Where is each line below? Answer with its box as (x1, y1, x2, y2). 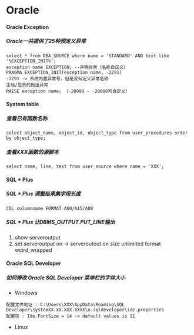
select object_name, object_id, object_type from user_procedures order (6, 130, 188, 136)
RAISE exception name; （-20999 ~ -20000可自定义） (6, 88, 131, 94)
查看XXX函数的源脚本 (6, 148, 59, 155)
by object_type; (6, 135, 46, 142)
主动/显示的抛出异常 (6, 82, 49, 88)
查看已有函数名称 (6, 114, 48, 121)
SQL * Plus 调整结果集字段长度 (6, 190, 81, 198)
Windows (14, 290, 38, 297)
